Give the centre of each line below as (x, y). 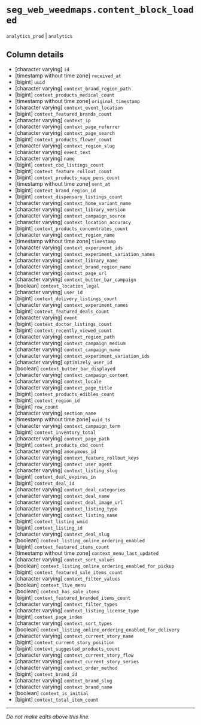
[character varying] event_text (53, 152)
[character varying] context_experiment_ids (69, 247)
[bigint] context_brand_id (46, 674)
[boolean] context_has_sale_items (57, 591)
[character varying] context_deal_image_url (69, 502)
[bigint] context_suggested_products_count (67, 648)
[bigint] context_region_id (47, 400)
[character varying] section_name (56, 413)
